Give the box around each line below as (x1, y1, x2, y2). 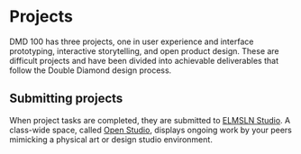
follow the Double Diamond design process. (9, 65, 172, 76)
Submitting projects (9, 91, 123, 106)
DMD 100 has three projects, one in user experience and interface (9, 36, 254, 47)
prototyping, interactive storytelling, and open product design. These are (9, 45, 279, 56)
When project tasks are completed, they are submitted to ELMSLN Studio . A (9, 114, 291, 125)
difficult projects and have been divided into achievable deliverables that (9, 55, 279, 66)
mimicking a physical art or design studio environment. (9, 133, 214, 145)
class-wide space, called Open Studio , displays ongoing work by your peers (9, 124, 293, 135)
